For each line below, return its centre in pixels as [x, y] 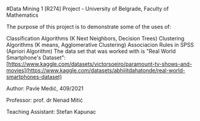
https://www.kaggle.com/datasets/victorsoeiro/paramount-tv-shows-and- [100, 64]
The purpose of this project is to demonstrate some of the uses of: [89, 27]
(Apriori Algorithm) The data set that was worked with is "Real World [91, 51]
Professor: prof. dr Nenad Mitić [45, 100]
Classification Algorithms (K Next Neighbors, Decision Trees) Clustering [95, 38]
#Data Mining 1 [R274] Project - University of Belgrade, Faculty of [88, 9]
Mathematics [23, 15]
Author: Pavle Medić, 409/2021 [45, 88]
